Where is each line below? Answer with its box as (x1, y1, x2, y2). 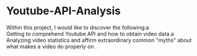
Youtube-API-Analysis (6, 4, 121, 18)
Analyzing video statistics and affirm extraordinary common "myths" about (6, 36, 192, 43)
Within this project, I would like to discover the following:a (6, 24, 149, 31)
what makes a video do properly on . (6, 43, 98, 50)
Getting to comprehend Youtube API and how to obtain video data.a (6, 30, 174, 37)
